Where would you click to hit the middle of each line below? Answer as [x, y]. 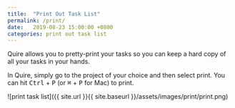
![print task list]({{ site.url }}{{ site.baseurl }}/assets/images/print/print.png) [118, 97]
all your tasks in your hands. [49, 62]
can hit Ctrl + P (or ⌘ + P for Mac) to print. [71, 83]
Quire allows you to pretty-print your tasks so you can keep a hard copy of [117, 54]
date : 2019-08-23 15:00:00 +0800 [60, 27]
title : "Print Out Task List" [54, 14]
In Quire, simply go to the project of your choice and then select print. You [116, 75]
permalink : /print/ [36, 21]
